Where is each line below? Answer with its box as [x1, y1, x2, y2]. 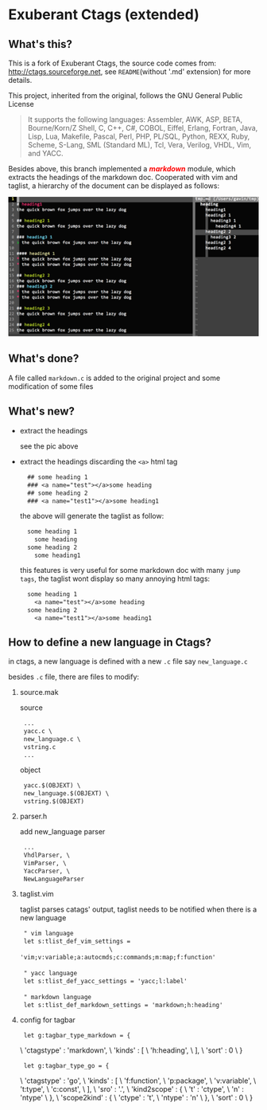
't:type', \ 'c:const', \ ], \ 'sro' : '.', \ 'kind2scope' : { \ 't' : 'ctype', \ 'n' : [19, 1085, 245, 1094]
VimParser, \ [23, 859, 67, 868]
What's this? [8, 37, 73, 51]
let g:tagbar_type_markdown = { [23, 1032, 131, 1040]
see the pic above [19, 441, 79, 451]
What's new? [8, 405, 75, 418]
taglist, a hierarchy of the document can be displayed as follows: [8, 181, 220, 190]
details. [8, 76, 33, 84]
